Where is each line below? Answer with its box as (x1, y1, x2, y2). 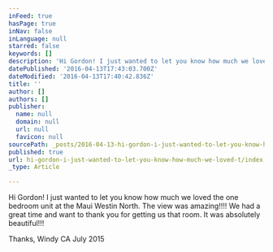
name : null (15, 111, 53, 119)
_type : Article (8, 163, 60, 172)
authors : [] (8, 95, 49, 103)
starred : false (8, 42, 60, 50)
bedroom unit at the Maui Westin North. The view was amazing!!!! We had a (8, 201, 261, 211)
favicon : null (15, 133, 63, 141)
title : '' (8, 80, 42, 88)
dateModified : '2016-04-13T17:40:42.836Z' (8, 72, 154, 80)
